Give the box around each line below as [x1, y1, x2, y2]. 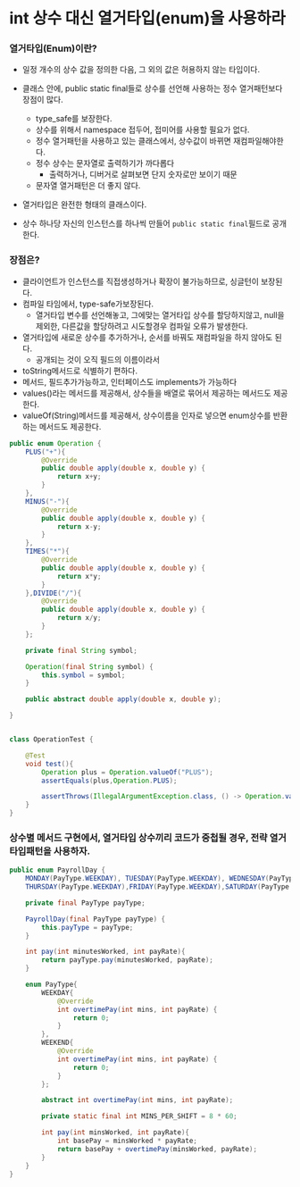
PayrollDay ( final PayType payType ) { [25, 915, 166, 924]
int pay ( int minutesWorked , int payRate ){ [25, 948, 186, 957]
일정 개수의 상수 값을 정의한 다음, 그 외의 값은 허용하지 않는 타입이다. [21, 64, 261, 75]
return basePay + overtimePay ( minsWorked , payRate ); [56, 1144, 257, 1153]
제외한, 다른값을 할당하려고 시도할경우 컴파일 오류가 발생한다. [35, 321, 248, 331]
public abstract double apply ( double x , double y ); [25, 695, 221, 704]
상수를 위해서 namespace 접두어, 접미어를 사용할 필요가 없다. [35, 124, 250, 135]
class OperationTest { [9, 735, 94, 744]
